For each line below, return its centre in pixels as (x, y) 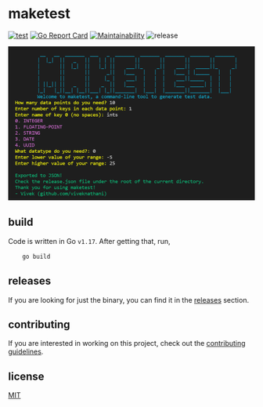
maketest (39, 14)
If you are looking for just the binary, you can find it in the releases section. (128, 300)
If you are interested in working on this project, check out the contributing (127, 343)
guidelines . (26, 352)
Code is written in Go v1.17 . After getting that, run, (89, 241)
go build (36, 256)
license (26, 376)
